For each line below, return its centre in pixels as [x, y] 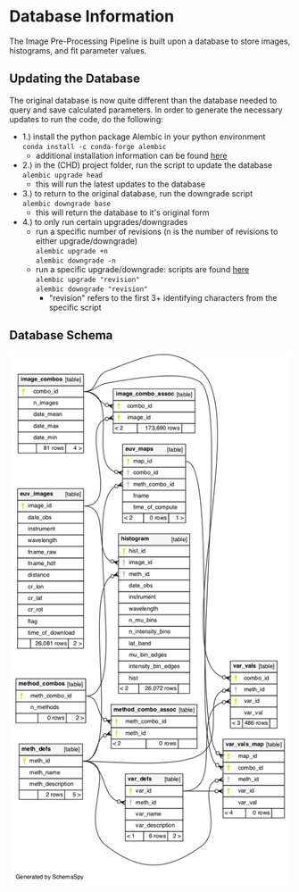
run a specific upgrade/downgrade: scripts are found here [142, 269]
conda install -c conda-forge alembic [94, 146]
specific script [75, 307]
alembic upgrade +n [72, 251]
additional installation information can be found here [131, 155]
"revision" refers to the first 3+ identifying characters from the [163, 297]
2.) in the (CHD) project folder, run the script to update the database [147, 165]
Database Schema [61, 335]
